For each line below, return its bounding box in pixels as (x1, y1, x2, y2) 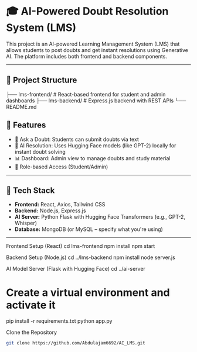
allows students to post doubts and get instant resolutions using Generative (6, 46, 189, 53)
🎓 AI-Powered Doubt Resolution (6, 5, 169, 18)
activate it (6, 298, 56, 312)
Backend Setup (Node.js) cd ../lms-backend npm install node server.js (6, 254, 176, 261)
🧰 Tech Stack (6, 185, 55, 195)
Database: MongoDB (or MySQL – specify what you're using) (14, 226, 163, 233)
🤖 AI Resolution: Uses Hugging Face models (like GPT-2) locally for (14, 142, 176, 149)
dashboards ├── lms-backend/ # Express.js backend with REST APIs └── (6, 97, 186, 104)
